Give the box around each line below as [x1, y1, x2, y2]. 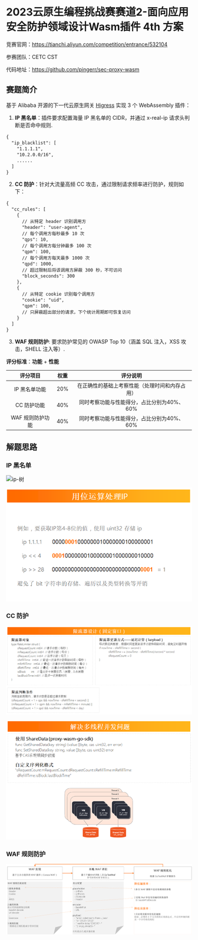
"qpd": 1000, [21, 261, 54, 267]
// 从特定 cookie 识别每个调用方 [21, 291, 95, 297]
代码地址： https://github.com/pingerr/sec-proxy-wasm [6, 65, 140, 73]
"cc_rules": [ [11, 206, 46, 212]
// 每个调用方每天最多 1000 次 [21, 255, 90, 261]
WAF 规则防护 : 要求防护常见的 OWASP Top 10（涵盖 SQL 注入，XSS [14, 338, 180, 345]
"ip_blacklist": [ [11, 140, 57, 146]
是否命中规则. [19, 122, 53, 129]
